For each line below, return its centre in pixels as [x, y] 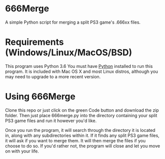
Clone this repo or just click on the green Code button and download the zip [82, 110]
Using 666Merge [40, 97]
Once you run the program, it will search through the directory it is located [80, 130]
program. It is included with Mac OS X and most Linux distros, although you [82, 71]
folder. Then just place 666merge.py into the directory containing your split [81, 115]
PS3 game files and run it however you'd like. [51, 121]
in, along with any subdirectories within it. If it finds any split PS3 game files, [82, 135]
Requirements [34, 42]
